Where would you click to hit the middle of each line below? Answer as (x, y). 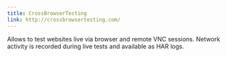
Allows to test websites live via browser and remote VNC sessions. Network (114, 39)
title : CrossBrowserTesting (47, 13)
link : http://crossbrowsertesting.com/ (64, 20)
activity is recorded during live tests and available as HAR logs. (96, 46)
